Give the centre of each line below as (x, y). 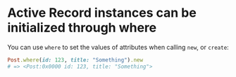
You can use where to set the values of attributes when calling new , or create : (118, 47)
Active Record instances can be (102, 13)
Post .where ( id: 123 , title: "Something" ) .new (75, 60)
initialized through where (82, 28)
